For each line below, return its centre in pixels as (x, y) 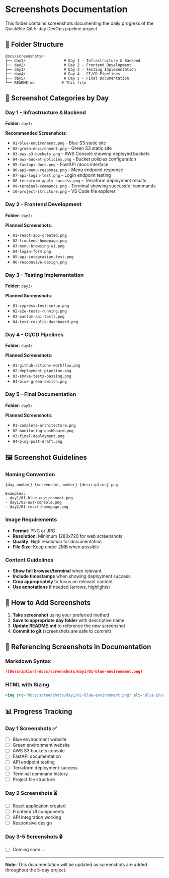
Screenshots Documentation (67, 9)
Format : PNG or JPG (34, 531)
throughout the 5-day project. (36, 870)
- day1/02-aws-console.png (33, 503)
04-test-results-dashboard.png (45, 322)
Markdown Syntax (28, 661)
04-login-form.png (32, 251)
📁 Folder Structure (34, 45)
